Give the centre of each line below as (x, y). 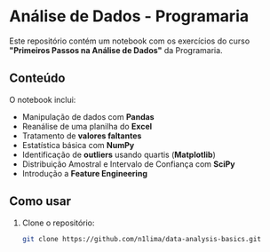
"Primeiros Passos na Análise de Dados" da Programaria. (116, 50)
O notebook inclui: (43, 99)
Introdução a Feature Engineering (85, 173)
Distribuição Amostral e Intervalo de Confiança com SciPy (128, 164)
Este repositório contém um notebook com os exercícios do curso (130, 41)
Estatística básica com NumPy (78, 145)
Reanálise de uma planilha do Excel (87, 126)
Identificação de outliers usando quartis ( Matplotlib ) (119, 154)
